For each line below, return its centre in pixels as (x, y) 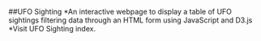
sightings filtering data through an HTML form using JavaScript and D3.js (130, 20)
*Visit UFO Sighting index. (52, 29)
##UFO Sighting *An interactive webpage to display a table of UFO (120, 12)
